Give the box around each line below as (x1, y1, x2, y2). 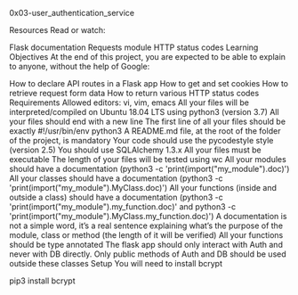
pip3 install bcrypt (9, 275, 76, 286)
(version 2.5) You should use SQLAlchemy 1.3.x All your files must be (9, 144, 262, 155)
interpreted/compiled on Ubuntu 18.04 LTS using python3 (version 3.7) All (9, 107, 279, 117)
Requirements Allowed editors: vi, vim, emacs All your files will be (9, 97, 249, 108)
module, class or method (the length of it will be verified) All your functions (9, 230, 284, 240)
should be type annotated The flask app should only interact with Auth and (9, 240, 283, 250)
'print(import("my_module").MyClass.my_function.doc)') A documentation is (9, 211, 287, 221)
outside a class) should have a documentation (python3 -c (9, 192, 224, 202)
